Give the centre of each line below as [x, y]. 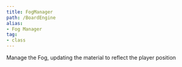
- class [16, 40]
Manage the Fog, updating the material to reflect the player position [91, 58]
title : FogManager [30, 12]
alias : [15, 23]
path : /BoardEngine [31, 18]
